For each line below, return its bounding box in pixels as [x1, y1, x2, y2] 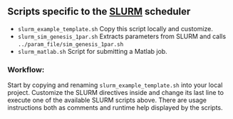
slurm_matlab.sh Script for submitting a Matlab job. [17, 47, 167, 55]
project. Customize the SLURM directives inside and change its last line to [7, 89, 224, 97]
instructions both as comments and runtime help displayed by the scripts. [7, 103, 223, 112]
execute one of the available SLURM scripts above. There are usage [7, 96, 207, 105]
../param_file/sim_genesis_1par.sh [17, 40, 124, 48]
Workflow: [7, 64, 45, 74]
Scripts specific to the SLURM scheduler [7, 6, 191, 18]
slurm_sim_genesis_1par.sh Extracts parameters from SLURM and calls [17, 32, 227, 40]
